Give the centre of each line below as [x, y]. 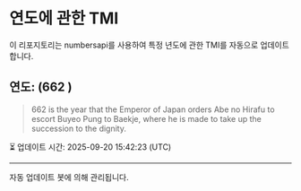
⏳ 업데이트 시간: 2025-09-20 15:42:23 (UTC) [90, 147]
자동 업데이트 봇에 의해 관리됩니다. [69, 177]
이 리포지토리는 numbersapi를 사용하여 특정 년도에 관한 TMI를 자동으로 [134, 45]
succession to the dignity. [79, 128]
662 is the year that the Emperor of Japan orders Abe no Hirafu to [153, 109]
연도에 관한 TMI [64, 18]
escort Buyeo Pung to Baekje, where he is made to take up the [146, 118]
